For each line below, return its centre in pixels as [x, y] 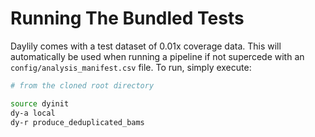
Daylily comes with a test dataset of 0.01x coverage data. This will [146, 46]
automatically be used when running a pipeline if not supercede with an [157, 56]
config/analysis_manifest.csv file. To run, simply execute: [131, 67]
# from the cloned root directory [82, 85]
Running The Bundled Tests [127, 18]
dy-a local [33, 113]
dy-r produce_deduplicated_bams [77, 122]
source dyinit [40, 103]
